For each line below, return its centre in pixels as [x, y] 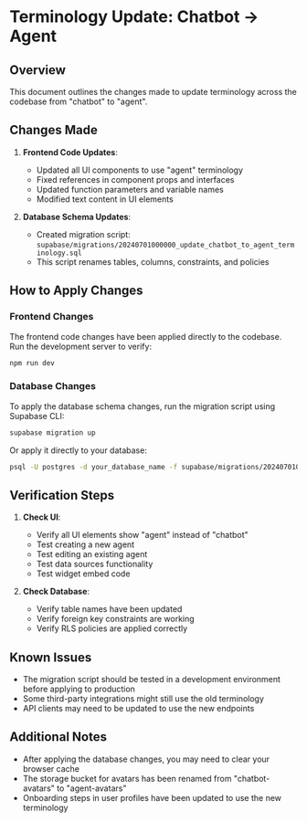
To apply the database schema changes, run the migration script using [143, 406]
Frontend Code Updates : [70, 152]
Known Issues [51, 657]
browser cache [51, 768]
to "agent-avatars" [91, 788]
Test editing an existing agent [92, 554]
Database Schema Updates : [76, 216]
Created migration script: [83, 234]
